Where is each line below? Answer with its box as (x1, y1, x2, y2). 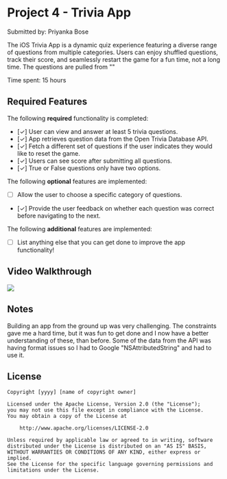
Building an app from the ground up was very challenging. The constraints (7, 321, 217, 330)
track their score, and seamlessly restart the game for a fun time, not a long (7, 55, 221, 63)
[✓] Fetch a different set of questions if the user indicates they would (16, 142, 213, 150)
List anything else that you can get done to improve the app (16, 238, 186, 246)
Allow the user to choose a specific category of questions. (16, 190, 182, 198)
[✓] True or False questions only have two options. (16, 163, 161, 172)
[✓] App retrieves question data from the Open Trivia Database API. (16, 135, 208, 143)
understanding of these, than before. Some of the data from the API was (7, 336, 211, 344)
